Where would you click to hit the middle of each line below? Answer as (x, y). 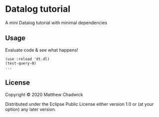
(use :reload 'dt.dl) (27, 59)
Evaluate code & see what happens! (42, 50)
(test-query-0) (21, 63)
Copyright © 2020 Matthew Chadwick (44, 94)
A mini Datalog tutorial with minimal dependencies (56, 23)
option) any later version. (30, 109)
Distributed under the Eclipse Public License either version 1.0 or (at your (79, 104)
